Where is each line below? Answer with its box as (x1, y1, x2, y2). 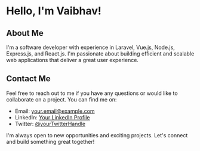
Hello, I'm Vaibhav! (6, 4, 101, 18)
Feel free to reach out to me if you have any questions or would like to (6, 90, 178, 97)
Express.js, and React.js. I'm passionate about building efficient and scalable (6, 50, 195, 57)
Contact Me (6, 73, 51, 84)
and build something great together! (6, 138, 95, 145)
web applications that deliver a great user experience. (6, 57, 139, 63)
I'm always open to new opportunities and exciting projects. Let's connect (6, 131, 188, 138)
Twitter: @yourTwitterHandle (14, 120, 85, 127)
